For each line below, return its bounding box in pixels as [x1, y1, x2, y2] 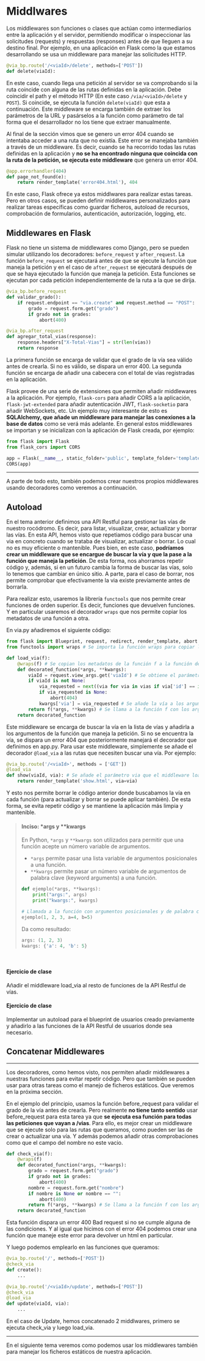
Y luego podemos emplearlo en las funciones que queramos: [6, 1243, 160, 1251]
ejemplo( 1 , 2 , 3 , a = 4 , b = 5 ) [21, 914, 93, 920]
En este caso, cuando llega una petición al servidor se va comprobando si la [6, 79, 198, 86]
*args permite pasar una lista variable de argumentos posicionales [30, 854, 198, 862]
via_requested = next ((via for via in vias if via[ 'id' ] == [38, 684, 195, 690]
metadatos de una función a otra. [6, 614, 90, 622]
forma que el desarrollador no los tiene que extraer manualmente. [6, 118, 172, 126]
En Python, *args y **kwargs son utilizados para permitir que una [21, 836, 184, 843]
